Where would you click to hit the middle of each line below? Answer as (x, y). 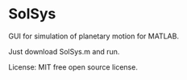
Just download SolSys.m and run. (64, 51)
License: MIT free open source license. (73, 67)
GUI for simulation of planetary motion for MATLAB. (94, 36)
